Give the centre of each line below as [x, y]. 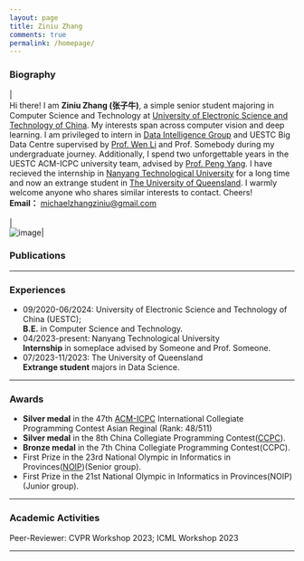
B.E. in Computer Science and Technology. [103, 329]
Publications [38, 256]
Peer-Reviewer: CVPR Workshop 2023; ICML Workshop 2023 [124, 537]
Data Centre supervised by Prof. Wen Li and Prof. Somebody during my [142, 144]
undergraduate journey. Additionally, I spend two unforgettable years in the [149, 154]
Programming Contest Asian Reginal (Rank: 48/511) [117, 428]
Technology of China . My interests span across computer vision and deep [147, 125]
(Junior [36, 486]
